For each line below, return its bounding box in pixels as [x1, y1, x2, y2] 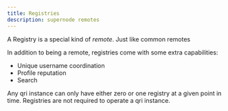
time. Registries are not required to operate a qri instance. [7, 96, 170, 104]
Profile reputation [16, 69, 67, 77]
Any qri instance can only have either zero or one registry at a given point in [7, 89, 222, 97]
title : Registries [7, 10, 60, 17]
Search [16, 76, 38, 84]
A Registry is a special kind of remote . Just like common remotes [7, 35, 191, 43]
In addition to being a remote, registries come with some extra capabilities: [7, 48, 218, 57]
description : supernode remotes [7, 16, 100, 23]
